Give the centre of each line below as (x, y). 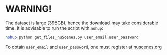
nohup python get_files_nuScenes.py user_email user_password (72, 37)
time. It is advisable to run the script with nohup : (54, 28)
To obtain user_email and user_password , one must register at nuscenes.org (84, 47)
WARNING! (29, 9)
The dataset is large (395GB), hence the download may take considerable (82, 23)
